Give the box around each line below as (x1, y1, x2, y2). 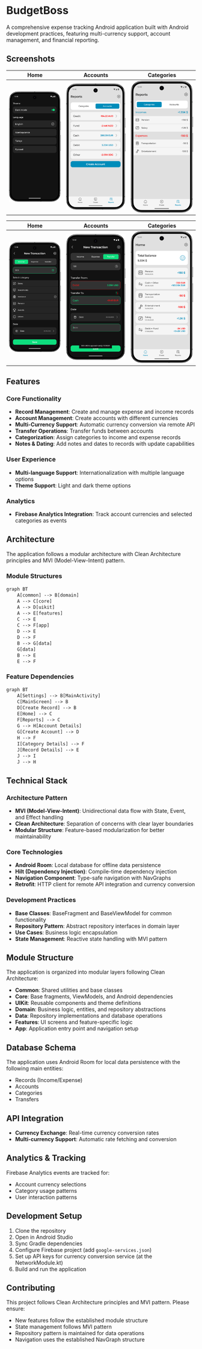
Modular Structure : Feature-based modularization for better (14, 826, 165, 833)
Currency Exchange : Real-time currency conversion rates (14, 1129, 159, 1136)
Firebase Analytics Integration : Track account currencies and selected (14, 510, 192, 518)
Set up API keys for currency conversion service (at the (14, 1253, 152, 1260)
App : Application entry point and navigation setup (14, 1025, 139, 1032)
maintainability (14, 833, 52, 840)
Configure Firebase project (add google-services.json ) (14, 1246, 152, 1253)
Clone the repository (14, 1227, 66, 1234)
